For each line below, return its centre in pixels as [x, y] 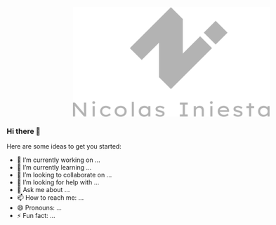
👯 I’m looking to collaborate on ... [64, 175]
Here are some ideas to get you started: [64, 146]
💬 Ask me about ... [43, 190]
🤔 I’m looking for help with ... [58, 182]
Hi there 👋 [24, 131]
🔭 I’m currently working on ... [58, 160]
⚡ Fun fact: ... [36, 216]
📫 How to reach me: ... [50, 198]
